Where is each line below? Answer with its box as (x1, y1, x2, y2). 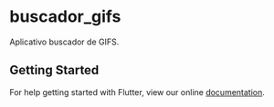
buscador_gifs (9, 6, 121, 27)
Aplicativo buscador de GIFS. (9, 36, 120, 47)
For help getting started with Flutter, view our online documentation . (9, 86, 265, 97)
